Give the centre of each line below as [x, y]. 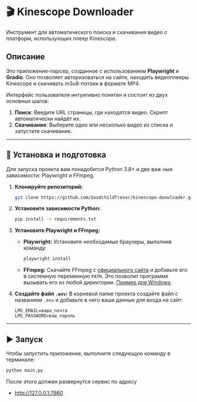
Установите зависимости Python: [58, 209]
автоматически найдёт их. [47, 118]
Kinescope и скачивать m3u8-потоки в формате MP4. [73, 83]
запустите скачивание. [43, 131]
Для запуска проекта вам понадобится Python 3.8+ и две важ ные [89, 169]
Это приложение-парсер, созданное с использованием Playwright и [93, 71]
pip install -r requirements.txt [55, 219]
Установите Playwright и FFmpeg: [57, 230]
